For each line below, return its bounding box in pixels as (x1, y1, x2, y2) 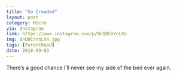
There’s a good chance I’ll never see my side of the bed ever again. (6, 64, 172, 71)
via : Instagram (6, 25, 44, 32)
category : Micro (6, 20, 47, 26)
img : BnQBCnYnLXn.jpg (6, 36, 60, 42)
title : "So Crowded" (6, 8, 58, 15)
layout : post (6, 14, 39, 20)
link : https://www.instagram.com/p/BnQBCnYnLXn (6, 31, 127, 37)
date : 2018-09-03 (6, 48, 50, 54)
